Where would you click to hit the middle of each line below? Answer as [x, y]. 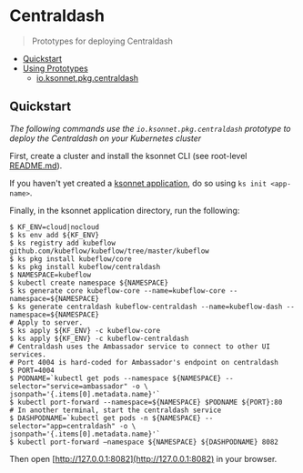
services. [28, 354]
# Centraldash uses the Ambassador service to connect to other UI [140, 347]
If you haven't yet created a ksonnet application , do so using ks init [138, 183]
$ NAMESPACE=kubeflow [50, 275]
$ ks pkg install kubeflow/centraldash [85, 267]
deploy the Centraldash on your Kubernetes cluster [106, 138]
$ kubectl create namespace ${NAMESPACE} [89, 283]
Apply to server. [50, 322]
